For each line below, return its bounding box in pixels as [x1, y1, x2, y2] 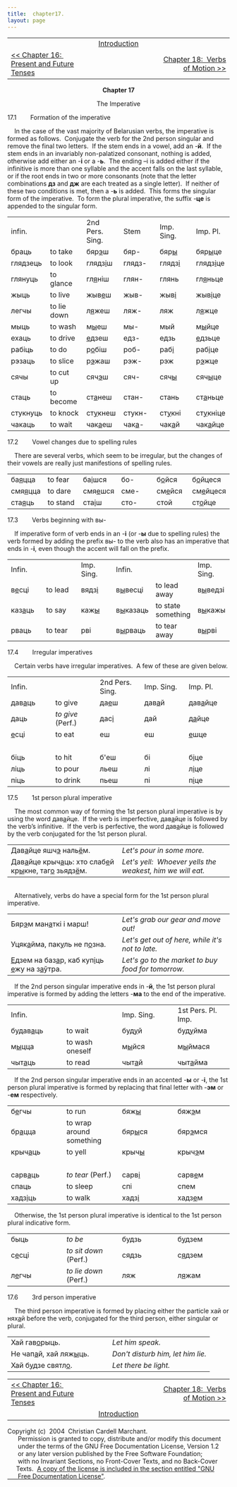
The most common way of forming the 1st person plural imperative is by [13, 807, 224, 815]
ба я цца [11, 474, 36, 484]
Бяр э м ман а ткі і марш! [11, 918, 90, 928]
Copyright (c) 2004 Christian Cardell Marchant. [7, 1426, 148, 1436]
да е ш [99, 698, 119, 708]
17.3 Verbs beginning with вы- [7, 516, 107, 524]
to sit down [66, 1246, 104, 1256]
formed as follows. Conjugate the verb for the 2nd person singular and [7, 134, 214, 142]
